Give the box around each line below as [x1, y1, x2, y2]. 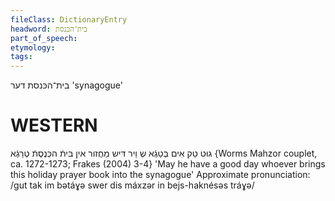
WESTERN [10, 114, 98, 137]
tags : [10, 52, 33, 62]
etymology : [10, 42, 56, 53]
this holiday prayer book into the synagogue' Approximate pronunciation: [10, 169, 311, 181]
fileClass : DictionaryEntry [10, 14, 128, 25]
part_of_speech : [10, 33, 78, 43]
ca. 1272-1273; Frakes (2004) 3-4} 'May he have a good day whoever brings [10, 158, 326, 170]
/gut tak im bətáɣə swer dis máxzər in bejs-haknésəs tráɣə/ [10, 179, 255, 191]
